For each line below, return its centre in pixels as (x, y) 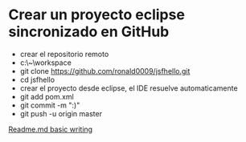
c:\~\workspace (46, 63)
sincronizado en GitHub (89, 32)
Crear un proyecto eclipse (96, 15)
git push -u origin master (61, 113)
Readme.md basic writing (51, 129)
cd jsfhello (37, 79)
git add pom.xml (47, 96)
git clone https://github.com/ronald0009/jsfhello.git (105, 71)
